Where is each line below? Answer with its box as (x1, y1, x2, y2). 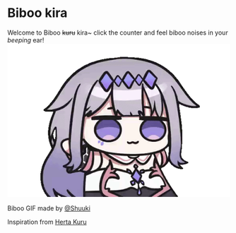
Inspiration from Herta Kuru (7, 217, 87, 227)
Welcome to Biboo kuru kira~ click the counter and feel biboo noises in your (7, 28, 228, 37)
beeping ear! (7, 35, 45, 44)
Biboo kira (7, 5, 68, 21)
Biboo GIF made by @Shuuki (7, 204, 90, 213)
